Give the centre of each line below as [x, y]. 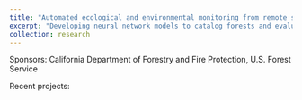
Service [24, 69]
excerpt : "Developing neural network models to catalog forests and [140, 26]
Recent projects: [40, 87]
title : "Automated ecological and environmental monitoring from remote [148, 17]
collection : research [50, 34]
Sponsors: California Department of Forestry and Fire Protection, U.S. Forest [151, 60]
